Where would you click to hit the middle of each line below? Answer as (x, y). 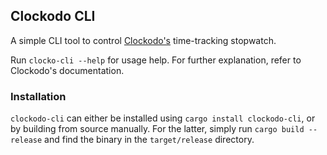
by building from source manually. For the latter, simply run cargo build (157, 129)
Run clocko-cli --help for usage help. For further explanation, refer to (156, 60)
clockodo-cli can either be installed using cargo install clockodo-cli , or (163, 118)
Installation (38, 96)
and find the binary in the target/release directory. (149, 140)
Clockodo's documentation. (67, 70)
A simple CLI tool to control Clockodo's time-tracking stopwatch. (143, 40)
